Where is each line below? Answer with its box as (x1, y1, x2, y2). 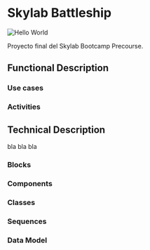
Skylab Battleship (7, 5, 112, 21)
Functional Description (7, 62, 109, 74)
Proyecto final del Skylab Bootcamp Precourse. (7, 41, 144, 50)
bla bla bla (7, 142, 37, 150)
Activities (7, 102, 41, 112)
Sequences (7, 216, 47, 226)
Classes (7, 197, 36, 207)
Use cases (7, 83, 44, 93)
